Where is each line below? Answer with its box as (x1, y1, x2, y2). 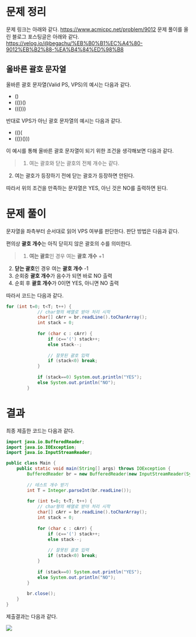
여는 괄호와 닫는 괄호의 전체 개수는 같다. (29, 159, 120, 167)
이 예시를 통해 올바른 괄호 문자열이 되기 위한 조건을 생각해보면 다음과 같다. (6, 147, 174, 154)
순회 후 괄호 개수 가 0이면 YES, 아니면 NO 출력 (14, 279, 119, 287)
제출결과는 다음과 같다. (6, 612, 58, 620)
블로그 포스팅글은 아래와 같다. (12, 33, 80, 40)
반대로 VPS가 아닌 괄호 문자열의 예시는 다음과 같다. (6, 117, 122, 124)
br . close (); (27, 591, 57, 597)
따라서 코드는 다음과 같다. (6, 292, 64, 299)
